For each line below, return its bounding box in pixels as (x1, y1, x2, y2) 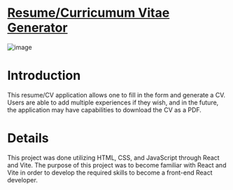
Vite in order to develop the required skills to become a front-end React (7, 168, 213, 177)
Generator (7, 20, 68, 36)
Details (7, 130, 49, 147)
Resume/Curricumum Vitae (7, 5, 170, 21)
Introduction (7, 68, 81, 83)
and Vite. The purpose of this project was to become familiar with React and (7, 161, 227, 169)
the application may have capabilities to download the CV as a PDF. (7, 105, 202, 114)
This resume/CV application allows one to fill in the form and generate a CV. (7, 90, 226, 99)
